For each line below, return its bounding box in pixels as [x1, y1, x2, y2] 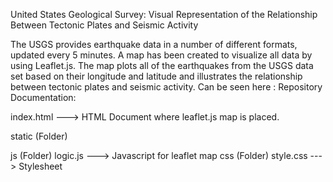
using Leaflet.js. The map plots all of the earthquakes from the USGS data [10, 60, 314, 71]
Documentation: [10, 92, 77, 103]
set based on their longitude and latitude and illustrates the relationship [10, 70, 303, 82]
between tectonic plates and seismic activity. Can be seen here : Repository [10, 81, 323, 93]
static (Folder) [10, 130, 68, 142]
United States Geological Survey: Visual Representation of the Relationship [10, 9, 318, 20]
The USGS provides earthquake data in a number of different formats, [10, 39, 298, 50]
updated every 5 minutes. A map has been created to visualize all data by [10, 49, 313, 61]
